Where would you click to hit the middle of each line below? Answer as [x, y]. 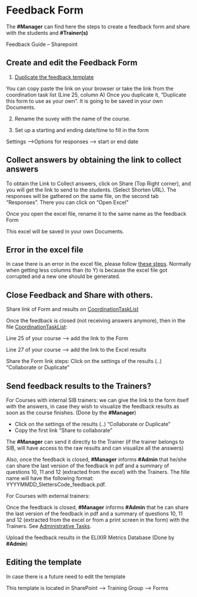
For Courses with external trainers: [48, 496]
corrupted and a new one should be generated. [63, 276]
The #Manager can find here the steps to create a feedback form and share [98, 27]
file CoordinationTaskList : [37, 327]
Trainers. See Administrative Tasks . [49, 526]
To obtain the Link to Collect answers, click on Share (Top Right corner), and [98, 183]
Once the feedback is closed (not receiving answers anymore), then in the [96, 321]
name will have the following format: [50, 478]
